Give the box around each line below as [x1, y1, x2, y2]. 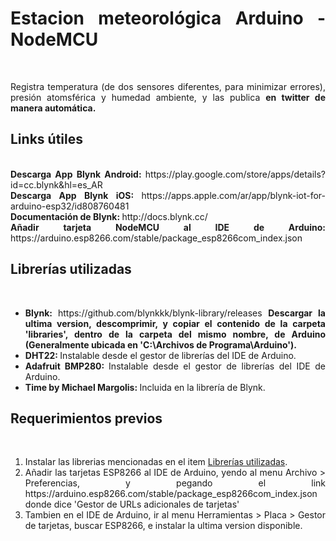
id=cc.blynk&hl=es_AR [10, 178, 103, 191]
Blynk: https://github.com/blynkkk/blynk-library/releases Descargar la [24, 307, 326, 319]
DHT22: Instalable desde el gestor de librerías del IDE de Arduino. [24, 349, 297, 361]
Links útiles [10, 131, 83, 148]
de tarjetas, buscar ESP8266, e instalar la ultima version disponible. [24, 520, 303, 532]
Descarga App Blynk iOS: [10, 189, 135, 201]
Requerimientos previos [10, 410, 163, 427]
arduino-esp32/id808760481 [10, 200, 130, 212]
